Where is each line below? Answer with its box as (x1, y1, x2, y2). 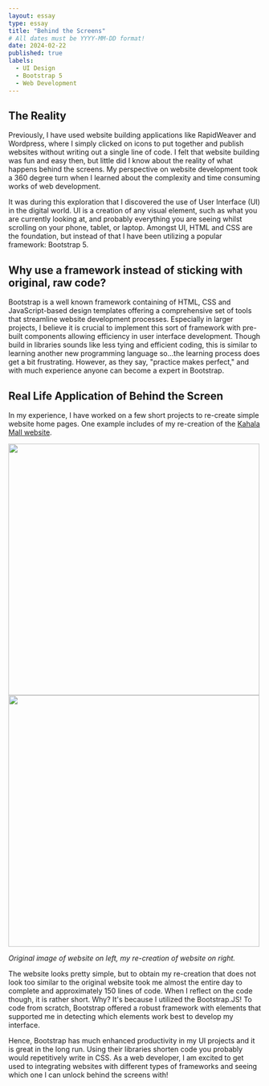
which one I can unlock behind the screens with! (8, 1070, 169, 1080)
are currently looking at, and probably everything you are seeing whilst (8, 214, 243, 224)
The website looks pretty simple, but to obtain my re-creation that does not (8, 968, 257, 978)
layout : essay (8, 11, 56, 20)
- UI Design (15, 64, 56, 72)
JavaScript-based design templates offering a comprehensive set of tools (8, 306, 252, 316)
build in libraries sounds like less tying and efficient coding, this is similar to (8, 340, 258, 350)
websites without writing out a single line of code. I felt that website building (8, 147, 260, 157)
